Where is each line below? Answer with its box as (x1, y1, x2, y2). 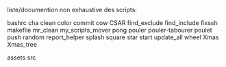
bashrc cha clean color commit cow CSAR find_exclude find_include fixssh (7, 19, 218, 26)
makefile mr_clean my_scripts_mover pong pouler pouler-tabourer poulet (7, 26, 212, 34)
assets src (7, 53, 36, 62)
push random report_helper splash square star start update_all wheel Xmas (7, 33, 219, 41)
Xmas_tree (7, 41, 38, 48)
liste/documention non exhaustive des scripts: (7, 6, 137, 14)
